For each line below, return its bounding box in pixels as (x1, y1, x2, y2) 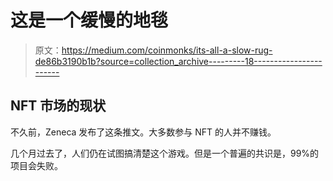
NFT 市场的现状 (10, 97, 107, 115)
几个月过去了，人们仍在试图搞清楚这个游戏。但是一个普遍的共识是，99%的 (10, 147, 320, 159)
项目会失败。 (10, 159, 63, 171)
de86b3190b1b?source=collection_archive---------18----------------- (34, 55, 323, 67)
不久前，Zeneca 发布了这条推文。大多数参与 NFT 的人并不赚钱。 (10, 126, 277, 138)
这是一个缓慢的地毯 (10, 9, 169, 32)
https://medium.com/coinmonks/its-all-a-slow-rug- (61, 44, 273, 56)
